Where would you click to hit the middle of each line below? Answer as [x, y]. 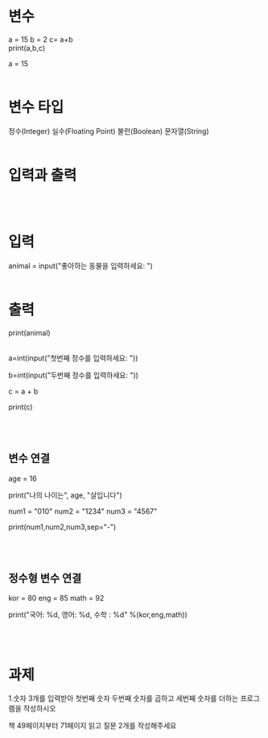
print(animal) [29, 332]
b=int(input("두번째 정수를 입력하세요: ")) [74, 375]
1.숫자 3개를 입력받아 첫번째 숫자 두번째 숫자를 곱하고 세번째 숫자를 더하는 [124, 698]
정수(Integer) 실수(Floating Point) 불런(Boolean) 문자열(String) [109, 131]
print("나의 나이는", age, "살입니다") [65, 495]
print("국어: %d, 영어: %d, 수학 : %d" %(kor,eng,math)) [98, 615]
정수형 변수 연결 [45, 578]
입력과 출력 [43, 175]
